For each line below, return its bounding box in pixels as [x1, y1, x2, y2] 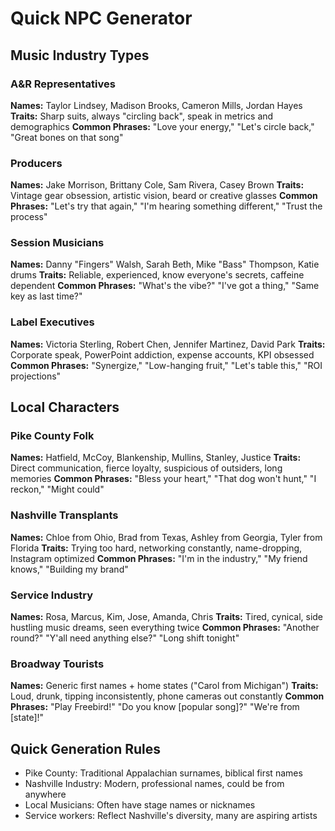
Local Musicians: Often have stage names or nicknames [24, 799, 256, 811]
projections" [10, 370, 62, 382]
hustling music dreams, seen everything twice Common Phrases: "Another [10, 622, 320, 634]
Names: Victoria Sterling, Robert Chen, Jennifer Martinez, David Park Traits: [10, 338, 326, 350]
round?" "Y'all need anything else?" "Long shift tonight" [10, 632, 240, 644]
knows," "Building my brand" [10, 563, 129, 575]
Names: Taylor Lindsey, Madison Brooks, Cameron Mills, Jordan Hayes [10, 99, 303, 111]
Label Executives [10, 315, 95, 329]
